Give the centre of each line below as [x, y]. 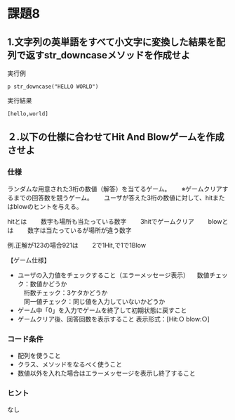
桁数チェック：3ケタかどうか [66, 293]
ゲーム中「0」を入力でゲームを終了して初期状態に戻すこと [102, 310]
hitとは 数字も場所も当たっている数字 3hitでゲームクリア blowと [118, 221]
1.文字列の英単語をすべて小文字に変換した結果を [112, 42]
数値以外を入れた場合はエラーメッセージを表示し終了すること [106, 373]
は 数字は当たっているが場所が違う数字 [69, 230]
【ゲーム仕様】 [29, 260]
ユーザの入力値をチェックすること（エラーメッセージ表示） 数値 [113, 275]
